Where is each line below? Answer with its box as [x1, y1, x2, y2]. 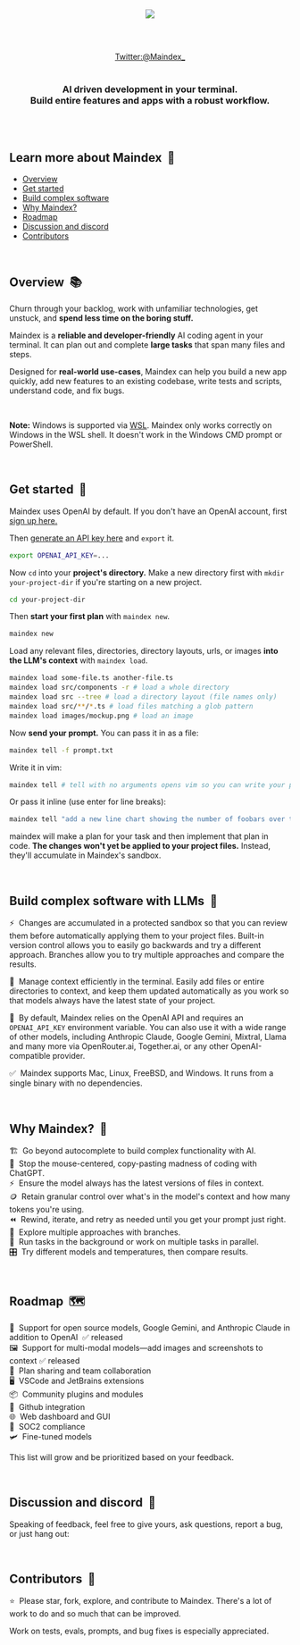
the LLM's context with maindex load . [9, 655, 148, 666]
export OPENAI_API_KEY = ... [9, 550, 110, 560]
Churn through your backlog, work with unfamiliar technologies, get [9, 303, 259, 314]
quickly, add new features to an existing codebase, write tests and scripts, [9, 375, 283, 386]
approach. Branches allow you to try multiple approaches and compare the [9, 950, 285, 961]
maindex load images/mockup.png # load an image [9, 711, 194, 720]
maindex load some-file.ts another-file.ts [9, 674, 174, 683]
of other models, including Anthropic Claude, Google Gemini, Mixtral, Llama [9, 1031, 287, 1043]
